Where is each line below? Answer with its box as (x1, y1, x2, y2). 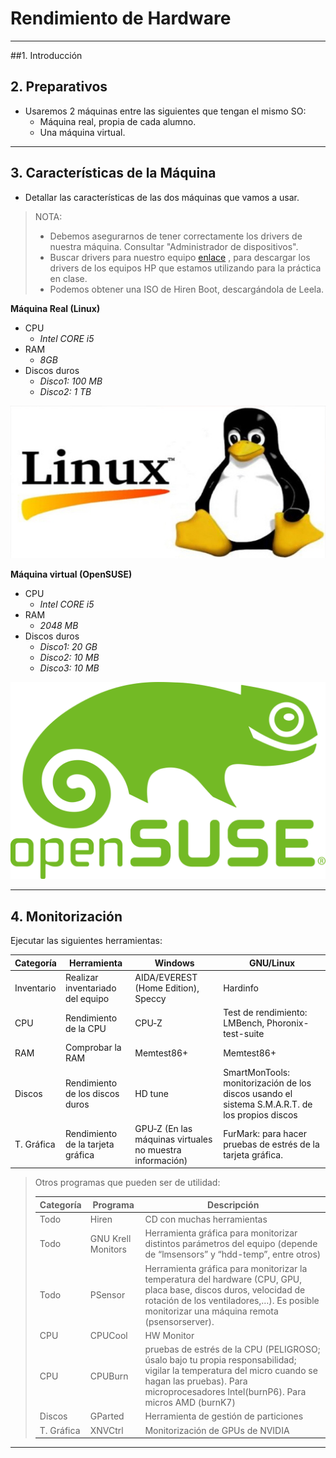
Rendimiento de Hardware (10, 7, 232, 30)
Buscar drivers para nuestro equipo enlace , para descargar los (49, 251, 311, 263)
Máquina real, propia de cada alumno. (39, 115, 197, 127)
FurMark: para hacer (223, 1128, 307, 1140)
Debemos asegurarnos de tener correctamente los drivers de (49, 230, 303, 242)
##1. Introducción (10, 49, 83, 61)
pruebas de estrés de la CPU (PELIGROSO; (144, 1343, 321, 1356)
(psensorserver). (144, 1315, 215, 1327)
